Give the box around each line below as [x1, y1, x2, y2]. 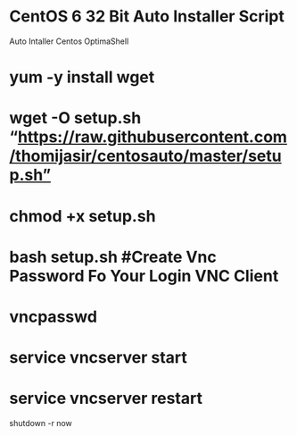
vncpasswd [9, 306, 98, 327]
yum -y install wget [9, 67, 155, 88]
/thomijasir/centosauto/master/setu [9, 146, 283, 166]
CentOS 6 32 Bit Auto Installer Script [9, 6, 285, 27]
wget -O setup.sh [9, 108, 142, 129]
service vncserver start [9, 348, 187, 368]
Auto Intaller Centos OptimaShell [9, 36, 129, 46]
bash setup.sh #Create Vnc [9, 247, 217, 267]
